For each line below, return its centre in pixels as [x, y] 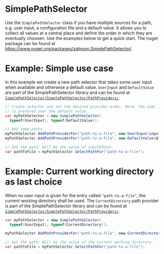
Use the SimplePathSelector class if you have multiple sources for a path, [79, 23]
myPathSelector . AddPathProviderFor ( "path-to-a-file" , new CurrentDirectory [84, 233]
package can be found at [30, 43]
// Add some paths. [25, 129]
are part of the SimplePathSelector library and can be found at [68, 92]
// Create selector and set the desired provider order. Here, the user [81, 106]
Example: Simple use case [59, 68]
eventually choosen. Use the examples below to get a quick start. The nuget [82, 38]
